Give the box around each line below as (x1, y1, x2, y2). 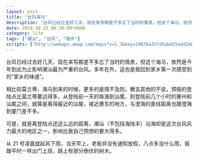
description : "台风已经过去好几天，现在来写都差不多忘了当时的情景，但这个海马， (6, 19, 184, 25)
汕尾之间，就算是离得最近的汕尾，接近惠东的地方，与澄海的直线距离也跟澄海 (6, 100, 192, 107)
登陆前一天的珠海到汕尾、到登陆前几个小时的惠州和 (67, 92, 192, 100)
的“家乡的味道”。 (6, 73, 47, 80)
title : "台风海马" (6, 14, 48, 20)
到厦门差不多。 (6, 107, 42, 115)
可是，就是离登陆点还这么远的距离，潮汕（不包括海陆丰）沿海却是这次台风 (6, 120, 187, 127)
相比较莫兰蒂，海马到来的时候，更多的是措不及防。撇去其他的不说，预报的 (6, 85, 187, 92)
